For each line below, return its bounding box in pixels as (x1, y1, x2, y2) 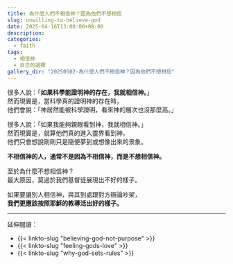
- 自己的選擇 (13, 62, 46, 69)
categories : (7, 36, 42, 43)
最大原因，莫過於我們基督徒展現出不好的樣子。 (7, 175, 141, 184)
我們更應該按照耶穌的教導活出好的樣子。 (7, 199, 123, 207)
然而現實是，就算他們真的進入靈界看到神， (7, 129, 129, 137)
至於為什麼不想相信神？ (7, 167, 74, 175)
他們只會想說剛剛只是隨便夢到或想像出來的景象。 (7, 137, 147, 146)
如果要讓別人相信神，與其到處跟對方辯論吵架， (7, 190, 141, 198)
